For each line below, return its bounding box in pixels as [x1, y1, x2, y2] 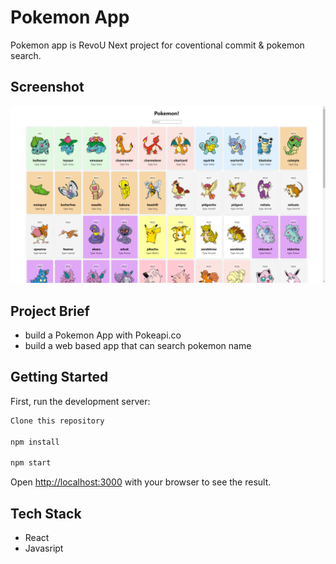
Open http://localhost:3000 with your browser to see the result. [10, 476, 272, 488]
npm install [10, 437, 60, 447]
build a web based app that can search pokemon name [24, 340, 252, 352]
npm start [10, 458, 52, 468]
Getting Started [10, 369, 109, 386]
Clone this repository [10, 416, 105, 426]
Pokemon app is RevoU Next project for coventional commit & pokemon [10, 39, 305, 51]
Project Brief [10, 302, 90, 320]
